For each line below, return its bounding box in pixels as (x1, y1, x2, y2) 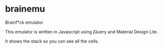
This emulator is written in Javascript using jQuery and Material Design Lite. (5, 29, 158, 34)
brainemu (5, 3, 45, 15)
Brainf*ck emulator (5, 19, 43, 25)
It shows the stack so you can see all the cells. (5, 38, 99, 44)
